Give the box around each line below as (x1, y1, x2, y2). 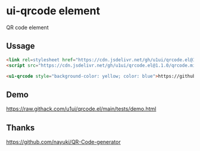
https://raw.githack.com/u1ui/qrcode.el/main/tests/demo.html (6, 105, 157, 112)
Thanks (6, 122, 35, 133)
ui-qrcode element (6, 4, 100, 18)
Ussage (6, 41, 35, 51)
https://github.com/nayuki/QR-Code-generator (6, 139, 121, 145)
